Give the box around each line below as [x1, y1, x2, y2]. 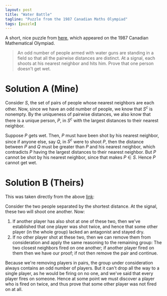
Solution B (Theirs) [5, 177, 84, 189]
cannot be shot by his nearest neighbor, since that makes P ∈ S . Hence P [5, 154, 156, 160]
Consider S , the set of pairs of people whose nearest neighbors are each [5, 100, 155, 106]
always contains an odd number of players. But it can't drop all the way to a [5, 265, 160, 271]
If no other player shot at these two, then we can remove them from [12, 234, 151, 240]
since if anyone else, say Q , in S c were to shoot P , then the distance [5, 138, 144, 145]
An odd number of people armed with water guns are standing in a [17, 50, 154, 56]
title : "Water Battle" [5, 12, 52, 17]
